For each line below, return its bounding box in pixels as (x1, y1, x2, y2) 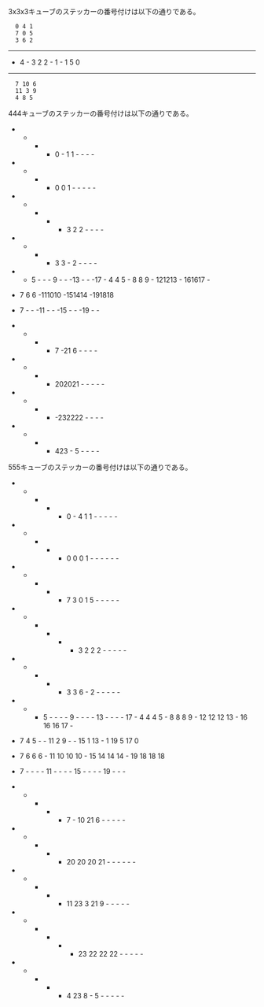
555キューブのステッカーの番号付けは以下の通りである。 (8, 463, 192, 472)
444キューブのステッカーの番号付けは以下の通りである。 (8, 109, 194, 118)
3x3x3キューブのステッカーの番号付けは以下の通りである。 (8, 7, 200, 16)
